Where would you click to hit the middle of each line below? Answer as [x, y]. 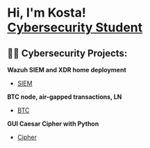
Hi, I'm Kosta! [47, 13]
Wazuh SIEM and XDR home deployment [67, 70]
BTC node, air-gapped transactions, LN [65, 97]
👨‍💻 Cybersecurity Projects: [67, 53]
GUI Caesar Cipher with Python [53, 124]
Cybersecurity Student [75, 27]
